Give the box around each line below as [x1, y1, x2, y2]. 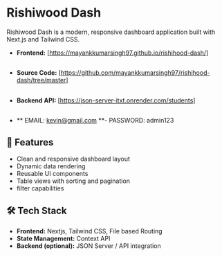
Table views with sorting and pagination [16, 177, 131, 185]
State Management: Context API [16, 234, 111, 242]
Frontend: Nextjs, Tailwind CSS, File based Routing [16, 227, 163, 235]
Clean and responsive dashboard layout [16, 154, 131, 163]
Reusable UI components [16, 169, 89, 177]
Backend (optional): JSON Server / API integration [16, 241, 162, 250]
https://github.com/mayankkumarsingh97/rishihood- [60, 69, 210, 77]
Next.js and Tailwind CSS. [6, 35, 80, 43]
